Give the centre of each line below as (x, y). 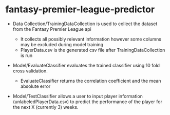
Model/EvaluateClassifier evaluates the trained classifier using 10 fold (86, 65)
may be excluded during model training (62, 44)
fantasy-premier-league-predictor (80, 9)
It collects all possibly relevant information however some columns (91, 39)
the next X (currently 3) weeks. (45, 107)
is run (26, 55)
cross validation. (30, 71)
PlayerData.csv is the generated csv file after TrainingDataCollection (93, 50)
